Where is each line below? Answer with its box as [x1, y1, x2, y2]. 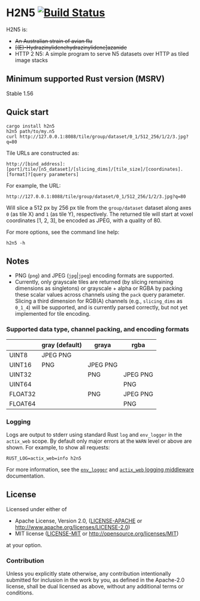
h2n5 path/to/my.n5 [6, 128, 55, 134]
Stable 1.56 [6, 90, 34, 97]
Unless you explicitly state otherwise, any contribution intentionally [6, 570, 171, 578]
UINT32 [9, 370, 32, 379]
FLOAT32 [9, 389, 36, 398]
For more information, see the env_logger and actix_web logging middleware [6, 466, 195, 473]
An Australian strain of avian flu [14, 37, 93, 44]
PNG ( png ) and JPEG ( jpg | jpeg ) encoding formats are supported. [14, 272, 174, 279]
